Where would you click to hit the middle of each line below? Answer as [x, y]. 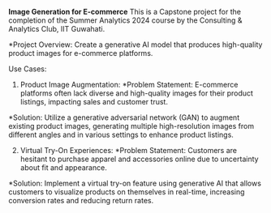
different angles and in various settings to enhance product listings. [121, 134]
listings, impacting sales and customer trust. [94, 102]
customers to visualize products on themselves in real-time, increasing [127, 192]
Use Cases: [28, 69]
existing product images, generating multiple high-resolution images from [131, 126]
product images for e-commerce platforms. [81, 53]
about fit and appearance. [63, 168]
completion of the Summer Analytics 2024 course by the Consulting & [125, 20]
